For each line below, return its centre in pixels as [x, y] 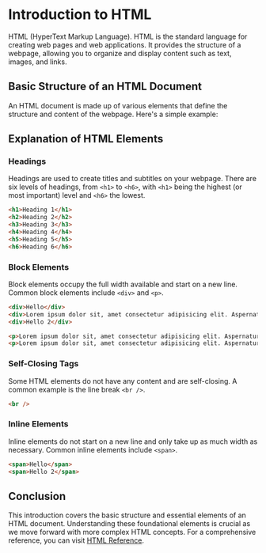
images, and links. [38, 62]
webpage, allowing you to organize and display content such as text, [120, 53]
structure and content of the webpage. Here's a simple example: [113, 114]
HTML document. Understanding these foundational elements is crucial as [129, 524]
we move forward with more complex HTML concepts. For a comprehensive [132, 532]
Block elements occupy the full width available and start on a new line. [123, 284]
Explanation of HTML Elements [86, 139]
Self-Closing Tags [44, 364]
